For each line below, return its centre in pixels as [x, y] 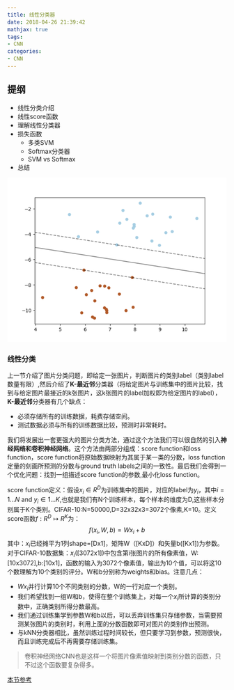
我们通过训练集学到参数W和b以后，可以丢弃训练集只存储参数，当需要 [117, 615]
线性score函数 [38, 116]
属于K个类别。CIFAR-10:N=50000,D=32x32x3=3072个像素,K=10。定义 [115, 510]
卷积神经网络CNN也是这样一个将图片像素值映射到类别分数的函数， [120, 656]
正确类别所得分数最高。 [69, 606]
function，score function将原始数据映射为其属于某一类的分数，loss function [116, 457]
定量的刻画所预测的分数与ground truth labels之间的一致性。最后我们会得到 [114, 466]
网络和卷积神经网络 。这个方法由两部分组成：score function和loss [107, 448]
